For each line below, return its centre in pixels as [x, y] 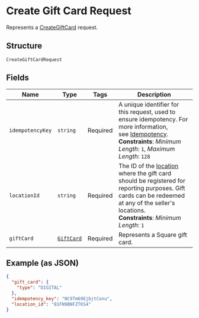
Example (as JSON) [42, 263]
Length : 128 [134, 156]
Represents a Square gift [153, 235]
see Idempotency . [143, 134]
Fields [18, 78]
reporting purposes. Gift [152, 188]
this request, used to [147, 112]
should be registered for [152, 181]
